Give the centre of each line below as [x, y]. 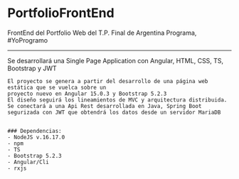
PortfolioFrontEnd [61, 13]
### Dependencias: [34, 131]
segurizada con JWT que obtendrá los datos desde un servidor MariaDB [114, 112]
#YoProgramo [28, 40]
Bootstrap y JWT [32, 68]
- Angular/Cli [28, 162]
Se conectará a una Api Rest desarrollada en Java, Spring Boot [105, 106]
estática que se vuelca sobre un [57, 87]
